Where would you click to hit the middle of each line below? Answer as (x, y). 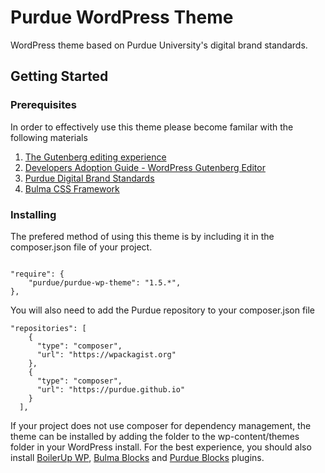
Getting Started (59, 76)
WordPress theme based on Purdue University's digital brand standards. (159, 45)
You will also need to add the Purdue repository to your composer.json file (163, 310)
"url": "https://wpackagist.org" (106, 354)
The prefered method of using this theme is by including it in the (142, 236)
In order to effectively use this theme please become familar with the (152, 127)
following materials (49, 137)
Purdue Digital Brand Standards (89, 178)
